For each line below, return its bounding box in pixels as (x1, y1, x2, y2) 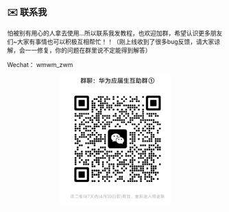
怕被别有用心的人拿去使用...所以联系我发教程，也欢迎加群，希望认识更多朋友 (7, 29, 223, 37)
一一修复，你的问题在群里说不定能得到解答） (25, 46, 152, 54)
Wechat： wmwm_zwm (7, 60, 73, 68)
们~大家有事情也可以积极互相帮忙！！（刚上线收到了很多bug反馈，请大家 (7, 37, 215, 46)
